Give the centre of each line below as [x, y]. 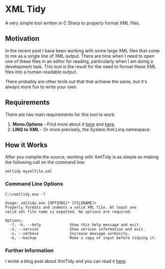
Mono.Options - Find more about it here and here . [64, 124]
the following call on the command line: [45, 162]
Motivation [22, 39]
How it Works [26, 145]
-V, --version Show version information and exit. [78, 229]
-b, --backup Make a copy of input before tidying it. [83, 238]
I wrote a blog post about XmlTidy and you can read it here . [66, 261]
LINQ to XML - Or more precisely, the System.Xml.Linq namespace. [82, 129]
